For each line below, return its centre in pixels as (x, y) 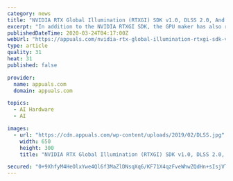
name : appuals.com (40, 84)
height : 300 (37, 148)
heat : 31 (20, 59)
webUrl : (18, 40)
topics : (18, 103)
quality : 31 (24, 53)
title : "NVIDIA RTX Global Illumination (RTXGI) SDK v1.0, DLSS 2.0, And (116, 20)
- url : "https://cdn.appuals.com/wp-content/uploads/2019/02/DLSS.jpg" (119, 135)
